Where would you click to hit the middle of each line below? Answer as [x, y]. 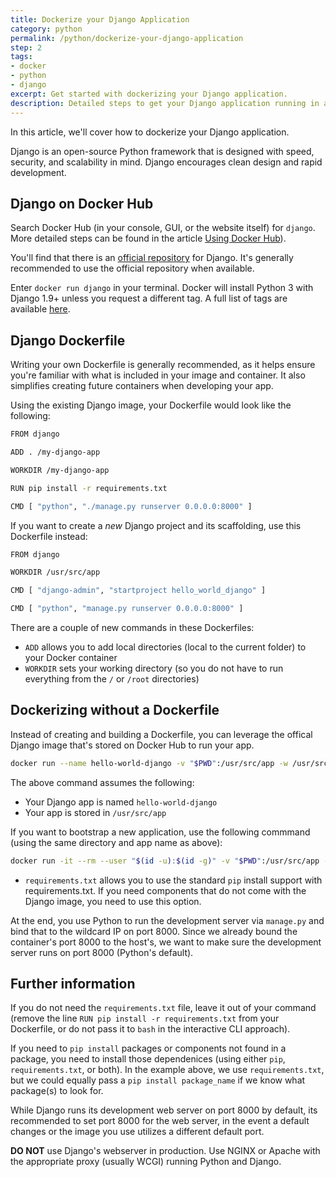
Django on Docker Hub [82, 203]
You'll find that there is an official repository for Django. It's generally [152, 258]
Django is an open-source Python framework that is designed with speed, [162, 151]
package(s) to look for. [57, 1091]
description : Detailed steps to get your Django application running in [165, 103]
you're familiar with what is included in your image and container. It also [158, 375]
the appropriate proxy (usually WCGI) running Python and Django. [146, 1162]
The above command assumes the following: [102, 782]
